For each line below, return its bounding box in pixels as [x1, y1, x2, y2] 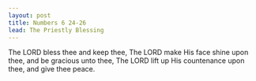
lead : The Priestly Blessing [8, 26, 104, 34]
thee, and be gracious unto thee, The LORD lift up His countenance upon [8, 56, 245, 65]
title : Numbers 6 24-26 [8, 19, 87, 27]
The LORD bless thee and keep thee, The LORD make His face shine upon [8, 48, 249, 57]
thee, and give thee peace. [8, 64, 96, 74]
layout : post [8, 11, 51, 20]
